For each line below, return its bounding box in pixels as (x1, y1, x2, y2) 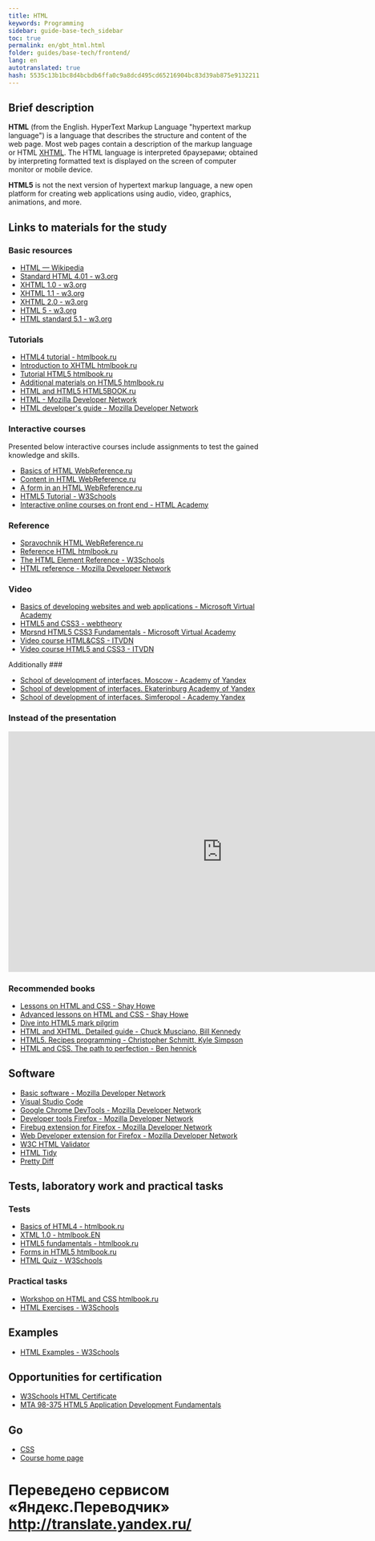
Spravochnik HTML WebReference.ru (19, 538, 143, 548)
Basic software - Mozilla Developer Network (19, 1088, 166, 1098)
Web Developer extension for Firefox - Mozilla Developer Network (19, 1130, 238, 1140)
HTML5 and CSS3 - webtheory (19, 619, 123, 629)
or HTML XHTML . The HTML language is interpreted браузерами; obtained (8, 148, 258, 157)
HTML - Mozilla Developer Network (19, 394, 138, 405)
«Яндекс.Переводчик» (8, 1499, 171, 1516)
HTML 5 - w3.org (19, 305, 78, 315)
